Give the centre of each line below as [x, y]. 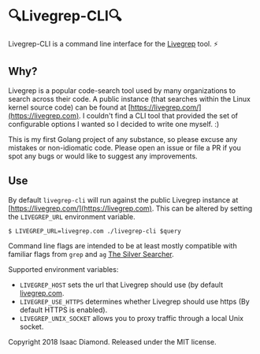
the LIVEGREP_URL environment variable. [72, 216]
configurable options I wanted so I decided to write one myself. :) [114, 124]
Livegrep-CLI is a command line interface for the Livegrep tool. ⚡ [113, 43]
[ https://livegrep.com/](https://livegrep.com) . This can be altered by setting [130, 208]
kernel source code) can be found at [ [70, 107]
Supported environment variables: [63, 269]
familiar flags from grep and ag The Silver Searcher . [91, 254]
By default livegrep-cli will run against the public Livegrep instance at [123, 199]
